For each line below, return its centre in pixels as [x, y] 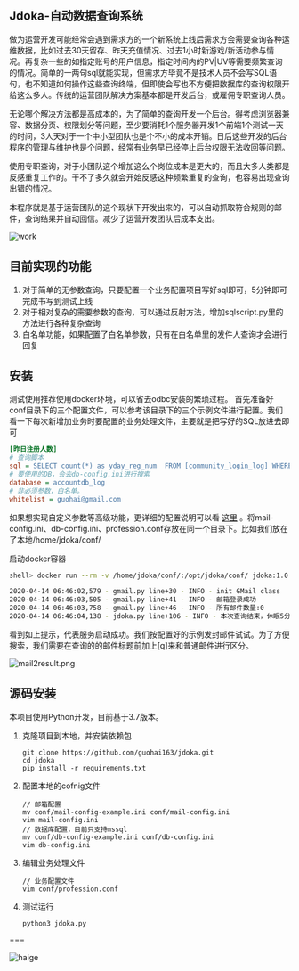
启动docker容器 [38, 559]
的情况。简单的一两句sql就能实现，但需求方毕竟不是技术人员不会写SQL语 [143, 72]
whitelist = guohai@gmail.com [65, 499]
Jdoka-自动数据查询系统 [77, 16]
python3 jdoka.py [54, 923]
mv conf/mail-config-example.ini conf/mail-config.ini [126, 812]
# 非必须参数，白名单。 [47, 491]
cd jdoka [38, 760]
